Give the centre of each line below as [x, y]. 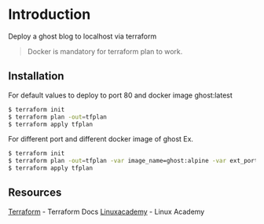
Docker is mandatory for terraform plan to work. [105, 51]
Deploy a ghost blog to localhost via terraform [82, 36]
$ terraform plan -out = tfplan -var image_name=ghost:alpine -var [117, 161]
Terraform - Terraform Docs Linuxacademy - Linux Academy [106, 211]
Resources [35, 193]
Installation [36, 76]
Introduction [49, 15]
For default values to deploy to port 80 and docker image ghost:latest [121, 95]
